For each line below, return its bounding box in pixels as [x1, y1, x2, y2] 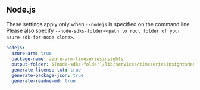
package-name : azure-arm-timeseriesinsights [11, 56, 124, 62]
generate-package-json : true [11, 73, 84, 79]
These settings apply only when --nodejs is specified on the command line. [6, 20, 192, 27]
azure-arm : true [11, 50, 52, 56]
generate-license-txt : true [11, 67, 82, 73]
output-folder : [11, 61, 49, 67]
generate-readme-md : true [11, 78, 76, 84]
